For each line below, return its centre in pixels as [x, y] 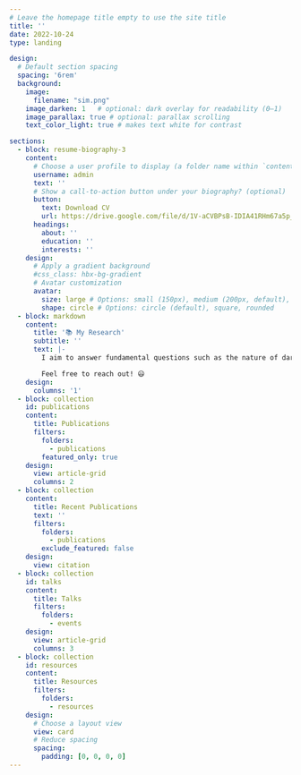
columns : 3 [53, 648]
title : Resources [65, 682]
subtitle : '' [57, 341]
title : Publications [71, 424]
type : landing [36, 43]
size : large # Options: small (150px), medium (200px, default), [166, 299]
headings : [51, 225]
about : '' [60, 233]
